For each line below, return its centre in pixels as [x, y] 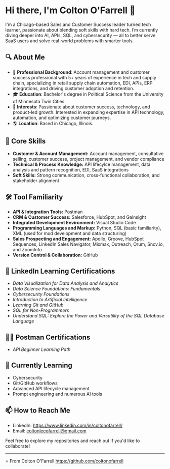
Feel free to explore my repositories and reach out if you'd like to [73, 441]
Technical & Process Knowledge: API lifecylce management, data [81, 164]
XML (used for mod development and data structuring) [70, 233]
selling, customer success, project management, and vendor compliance [88, 159]
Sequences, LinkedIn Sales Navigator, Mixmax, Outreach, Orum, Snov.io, [88, 244]
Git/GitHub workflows [35, 383]
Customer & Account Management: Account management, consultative [88, 153]
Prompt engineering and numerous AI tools [57, 394]
